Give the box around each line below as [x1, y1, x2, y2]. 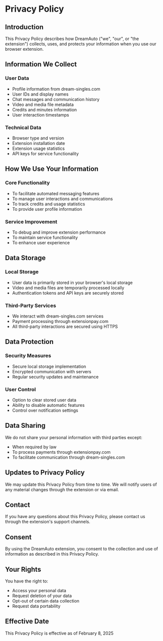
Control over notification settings [12, 407, 79, 413]
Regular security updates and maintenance [12, 374, 99, 380]
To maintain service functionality [12, 234, 78, 240]
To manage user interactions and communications [12, 196, 113, 201]
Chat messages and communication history [12, 96, 100, 102]
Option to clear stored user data [12, 397, 77, 403]
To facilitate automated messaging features [12, 190, 100, 196]
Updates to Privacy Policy [5, 468, 85, 477]
